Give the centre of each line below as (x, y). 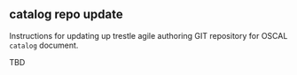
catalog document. (44, 45)
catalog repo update (66, 15)
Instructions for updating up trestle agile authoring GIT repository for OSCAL (148, 35)
